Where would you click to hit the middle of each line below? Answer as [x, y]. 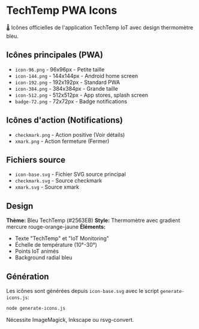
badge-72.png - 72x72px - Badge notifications [71, 101]
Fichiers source [36, 160]
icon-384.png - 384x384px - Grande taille [66, 88]
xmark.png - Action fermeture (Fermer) [62, 141]
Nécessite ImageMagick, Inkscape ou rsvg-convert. [70, 319]
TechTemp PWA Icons [62, 11]
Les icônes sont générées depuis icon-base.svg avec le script [82, 291]
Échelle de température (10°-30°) [56, 245]
